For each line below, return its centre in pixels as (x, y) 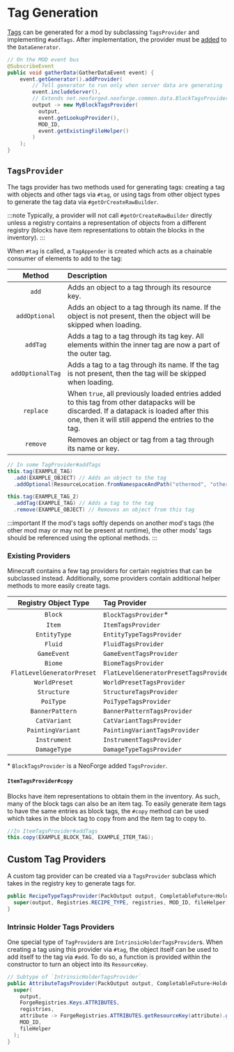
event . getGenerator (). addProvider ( (71, 79)
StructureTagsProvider (141, 692)
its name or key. (93, 448)
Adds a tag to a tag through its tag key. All (135, 336)
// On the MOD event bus (43, 60)
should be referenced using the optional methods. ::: (83, 538)
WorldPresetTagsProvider (145, 683)
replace (36, 411)
